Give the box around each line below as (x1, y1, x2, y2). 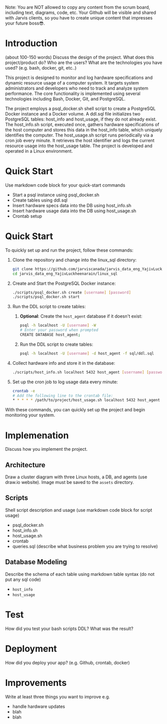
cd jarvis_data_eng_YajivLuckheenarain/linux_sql (12, 271, 118, 276)
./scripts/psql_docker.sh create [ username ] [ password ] (12, 290, 131, 295)
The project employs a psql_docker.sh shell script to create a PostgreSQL (5, 105, 156, 112)
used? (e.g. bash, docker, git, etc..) (5, 65, 77, 71)
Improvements (5, 677, 67, 688)
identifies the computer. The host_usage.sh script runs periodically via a (5, 132, 154, 138)
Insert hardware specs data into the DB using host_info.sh (12, 202, 132, 208)
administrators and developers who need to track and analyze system (5, 85, 149, 91)
